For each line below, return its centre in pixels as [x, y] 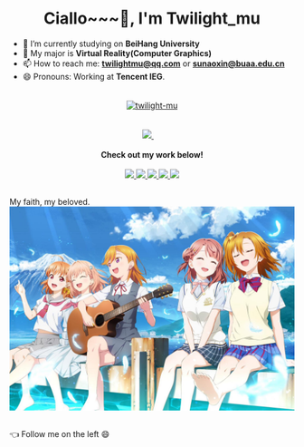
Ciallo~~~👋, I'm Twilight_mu [152, 19]
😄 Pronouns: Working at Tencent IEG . [94, 76]
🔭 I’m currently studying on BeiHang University [111, 44]
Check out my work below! [152, 155]
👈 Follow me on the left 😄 [60, 434]
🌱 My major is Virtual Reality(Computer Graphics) [117, 53]
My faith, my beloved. [50, 201]
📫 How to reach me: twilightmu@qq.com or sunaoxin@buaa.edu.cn [153, 63]
